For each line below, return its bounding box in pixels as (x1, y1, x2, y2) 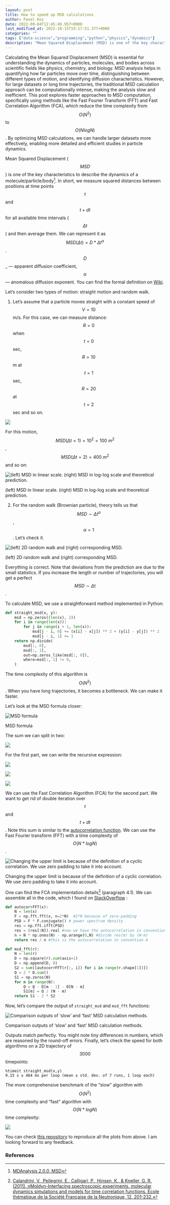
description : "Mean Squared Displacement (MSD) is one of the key (5, 41, 148, 46)
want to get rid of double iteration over (5, 795, 86, 801)
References (5, 1151, 34, 1158)
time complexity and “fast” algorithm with (5, 1098, 92, 1104)
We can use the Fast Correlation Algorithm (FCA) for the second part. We (5, 790, 158, 796)
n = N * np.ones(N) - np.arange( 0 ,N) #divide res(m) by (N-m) (14, 933, 148, 938)
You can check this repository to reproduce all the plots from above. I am (5, 1134, 157, 1140)
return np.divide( (14, 638, 53, 644)
